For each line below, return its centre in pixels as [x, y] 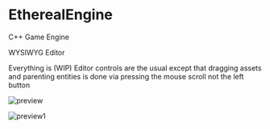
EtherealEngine [60, 15]
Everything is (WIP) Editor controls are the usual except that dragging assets [135, 68]
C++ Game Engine [39, 37]
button [19, 85]
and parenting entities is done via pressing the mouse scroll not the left [126, 76]
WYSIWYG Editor [37, 52]
